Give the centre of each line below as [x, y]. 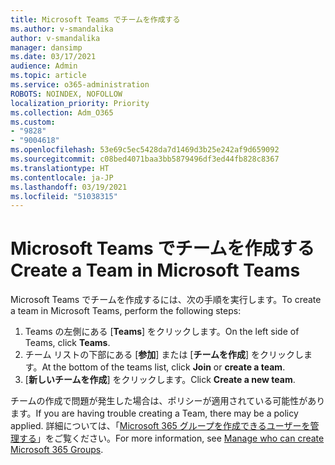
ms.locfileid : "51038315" [64, 196]
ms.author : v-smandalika [62, 29]
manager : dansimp [46, 47]
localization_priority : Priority [80, 103]
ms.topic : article [48, 76]
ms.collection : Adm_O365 [62, 112]
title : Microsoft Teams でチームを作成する [95, 19]
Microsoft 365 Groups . [57, 450]
